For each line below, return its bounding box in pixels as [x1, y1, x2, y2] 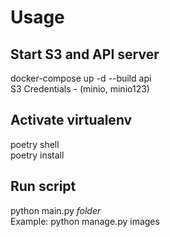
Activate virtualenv [10, 112, 133, 129]
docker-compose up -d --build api [10, 72, 152, 84]
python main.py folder [10, 204, 102, 216]
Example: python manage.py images [10, 215, 160, 227]
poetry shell [10, 138, 60, 150]
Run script [10, 178, 77, 195]
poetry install [10, 149, 65, 161]
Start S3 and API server [10, 46, 160, 63]
